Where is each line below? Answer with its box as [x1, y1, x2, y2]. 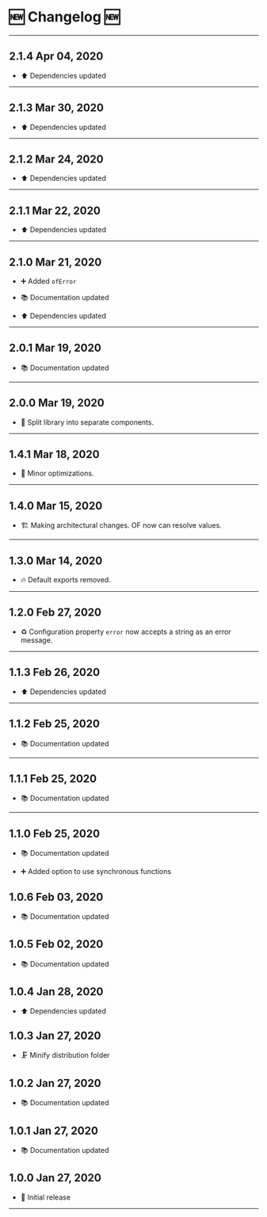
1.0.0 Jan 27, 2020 [9, 1171, 101, 1185]
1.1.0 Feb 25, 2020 [9, 826, 101, 840]
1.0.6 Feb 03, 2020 [9, 890, 104, 903]
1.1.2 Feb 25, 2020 [9, 717, 100, 731]
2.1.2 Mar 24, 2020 [9, 152, 104, 166]
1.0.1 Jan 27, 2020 [9, 1124, 98, 1137]
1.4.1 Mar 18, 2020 [9, 448, 100, 461]
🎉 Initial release [20, 1192, 71, 1202]
